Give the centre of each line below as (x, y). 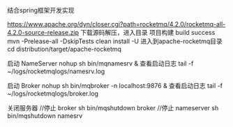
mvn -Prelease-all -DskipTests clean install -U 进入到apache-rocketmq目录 (115, 41)
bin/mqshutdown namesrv (45, 116)
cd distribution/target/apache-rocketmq (65, 49)
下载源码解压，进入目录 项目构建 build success (148, 32)
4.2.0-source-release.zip (43, 32)
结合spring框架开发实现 (41, 10)
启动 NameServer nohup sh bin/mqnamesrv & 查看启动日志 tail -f (100, 63)
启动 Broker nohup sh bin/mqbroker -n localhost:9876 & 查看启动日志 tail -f (115, 85)
